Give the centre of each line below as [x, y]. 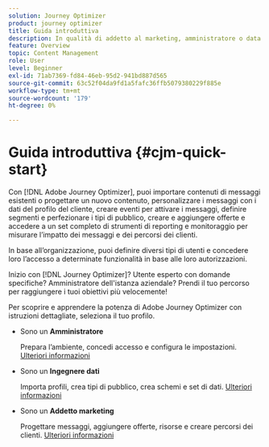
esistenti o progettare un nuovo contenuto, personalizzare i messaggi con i [132, 201]
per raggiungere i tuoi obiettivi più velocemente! [88, 292]
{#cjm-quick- [181, 153]
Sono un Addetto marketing [67, 411]
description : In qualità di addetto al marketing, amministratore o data [135, 38]
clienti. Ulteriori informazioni [67, 435]
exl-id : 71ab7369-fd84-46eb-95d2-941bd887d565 [88, 76]
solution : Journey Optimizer [57, 16]
